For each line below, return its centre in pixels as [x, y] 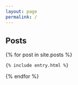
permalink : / [21, 17]
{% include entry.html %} [37, 66]
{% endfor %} [22, 76]
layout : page [21, 11]
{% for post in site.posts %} [39, 55]
